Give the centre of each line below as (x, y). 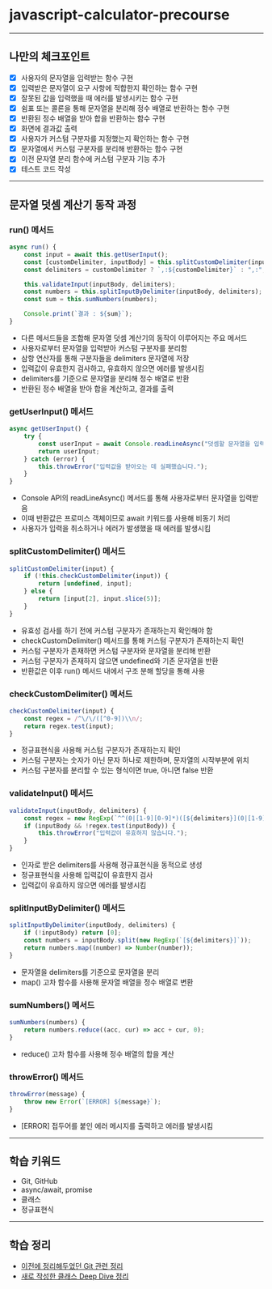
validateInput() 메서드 (51, 793)
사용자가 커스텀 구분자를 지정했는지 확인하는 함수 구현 (105, 138)
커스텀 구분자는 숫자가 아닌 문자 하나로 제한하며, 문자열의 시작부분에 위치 (135, 760)
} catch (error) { (54, 459)
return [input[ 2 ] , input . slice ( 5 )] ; (100, 599)
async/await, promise (56, 1190)
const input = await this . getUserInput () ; (96, 254)
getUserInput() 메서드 (51, 411)
